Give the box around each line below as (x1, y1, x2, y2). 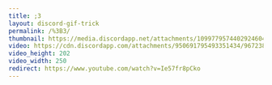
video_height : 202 (8, 49, 70, 57)
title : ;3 (8, 11, 42, 20)
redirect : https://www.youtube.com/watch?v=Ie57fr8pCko (8, 65, 201, 73)
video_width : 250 (8, 57, 67, 66)
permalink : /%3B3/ (8, 27, 70, 35)
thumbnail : (8, 34, 45, 43)
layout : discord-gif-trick (8, 19, 100, 28)
